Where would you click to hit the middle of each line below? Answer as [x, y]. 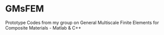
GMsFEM [25, 9]
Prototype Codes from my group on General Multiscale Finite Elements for [82, 22]
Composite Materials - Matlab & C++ [43, 27]
